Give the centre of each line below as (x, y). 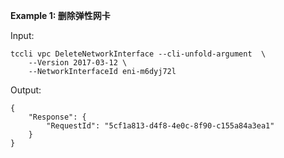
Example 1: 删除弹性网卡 (60, 15)
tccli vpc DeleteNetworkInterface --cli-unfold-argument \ (138, 54)
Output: (26, 90)
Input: (22, 35)
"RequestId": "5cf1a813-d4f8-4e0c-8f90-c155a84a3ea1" (160, 126)
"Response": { (57, 117)
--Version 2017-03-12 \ (78, 63)
